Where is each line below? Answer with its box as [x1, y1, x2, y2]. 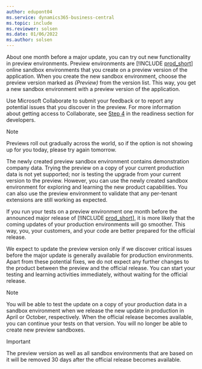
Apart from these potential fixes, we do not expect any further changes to [6, 258, 189, 265]
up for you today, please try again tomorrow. [6, 146, 116, 153]
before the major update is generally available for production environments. [6, 251, 194, 259]
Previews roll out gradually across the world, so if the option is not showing [6, 140, 193, 147]
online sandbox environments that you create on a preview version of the [6, 66, 188, 73]
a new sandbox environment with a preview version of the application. [6, 86, 180, 92]
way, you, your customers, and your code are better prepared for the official [6, 227, 195, 234]
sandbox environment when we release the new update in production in [6, 307, 185, 314]
